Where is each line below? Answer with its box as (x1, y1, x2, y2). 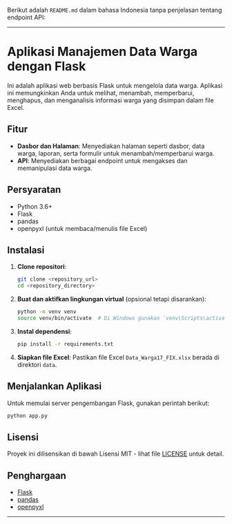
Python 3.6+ (17, 202, 53, 210)
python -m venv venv (17, 308, 77, 315)
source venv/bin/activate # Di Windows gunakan (17, 315, 160, 321)
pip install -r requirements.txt (17, 340, 114, 348)
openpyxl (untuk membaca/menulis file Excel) (17, 224, 148, 232)
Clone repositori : (17, 263, 67, 271)
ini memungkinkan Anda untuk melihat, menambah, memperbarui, (7, 88, 195, 97)
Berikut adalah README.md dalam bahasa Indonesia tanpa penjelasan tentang (7, 6, 222, 14)
